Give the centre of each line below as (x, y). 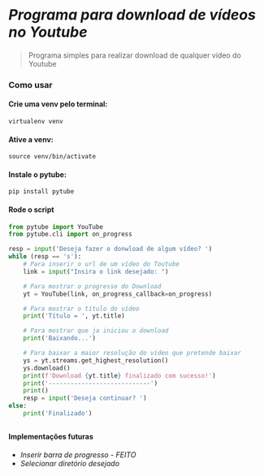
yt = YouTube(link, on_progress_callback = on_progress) (118, 294)
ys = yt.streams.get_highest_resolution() (96, 360)
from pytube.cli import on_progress (70, 234)
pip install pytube (41, 192)
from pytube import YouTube (56, 227)
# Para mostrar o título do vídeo (81, 309)
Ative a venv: (31, 139)
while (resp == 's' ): (45, 257)
